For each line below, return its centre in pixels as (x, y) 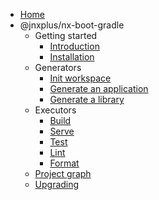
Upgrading (57, 184)
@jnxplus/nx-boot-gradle (72, 25)
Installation (72, 57)
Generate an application (99, 88)
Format (64, 163)
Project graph (63, 173)
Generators (58, 67)
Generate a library (87, 99)
